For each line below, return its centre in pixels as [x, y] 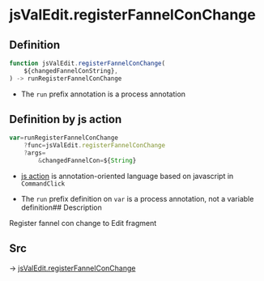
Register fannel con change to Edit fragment [83, 223]
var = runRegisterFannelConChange [64, 138]
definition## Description [61, 207]
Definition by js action [66, 119]
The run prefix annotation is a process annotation [103, 94]
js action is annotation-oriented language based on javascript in [127, 176]
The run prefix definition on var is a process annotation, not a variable [137, 198]
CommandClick [43, 184]
